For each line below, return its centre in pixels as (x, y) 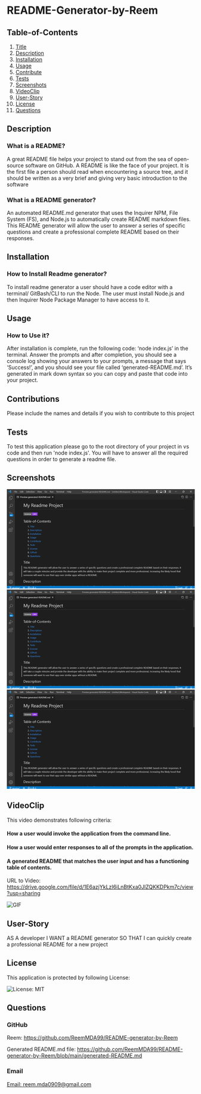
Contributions (33, 399)
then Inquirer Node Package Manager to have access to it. (78, 300)
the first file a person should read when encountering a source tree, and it (98, 171)
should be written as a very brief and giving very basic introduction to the (97, 178)
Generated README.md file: (41, 1049)
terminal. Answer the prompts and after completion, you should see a (92, 355)
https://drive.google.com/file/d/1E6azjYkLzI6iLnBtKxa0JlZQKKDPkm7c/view (100, 887)
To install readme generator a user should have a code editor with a (90, 287)
